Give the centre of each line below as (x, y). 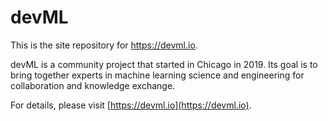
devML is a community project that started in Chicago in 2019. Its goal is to (164, 64)
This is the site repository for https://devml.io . (104, 45)
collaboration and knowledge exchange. (93, 85)
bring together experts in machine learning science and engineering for (157, 75)
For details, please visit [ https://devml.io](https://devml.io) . (131, 105)
